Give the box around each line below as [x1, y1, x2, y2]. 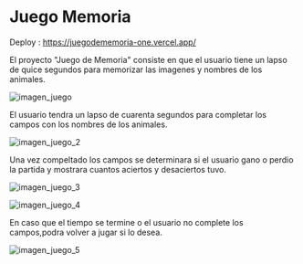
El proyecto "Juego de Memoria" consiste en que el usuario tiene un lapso [9, 54, 287, 65]
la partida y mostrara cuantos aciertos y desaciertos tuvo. [9, 164, 226, 174]
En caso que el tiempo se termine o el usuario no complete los [9, 216, 244, 227]
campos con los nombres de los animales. [9, 119, 168, 130]
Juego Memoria [9, 6, 131, 27]
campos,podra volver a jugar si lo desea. [9, 227, 162, 238]
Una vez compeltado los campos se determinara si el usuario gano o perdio [9, 153, 294, 165]
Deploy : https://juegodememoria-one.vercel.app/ [9, 37, 196, 48]
